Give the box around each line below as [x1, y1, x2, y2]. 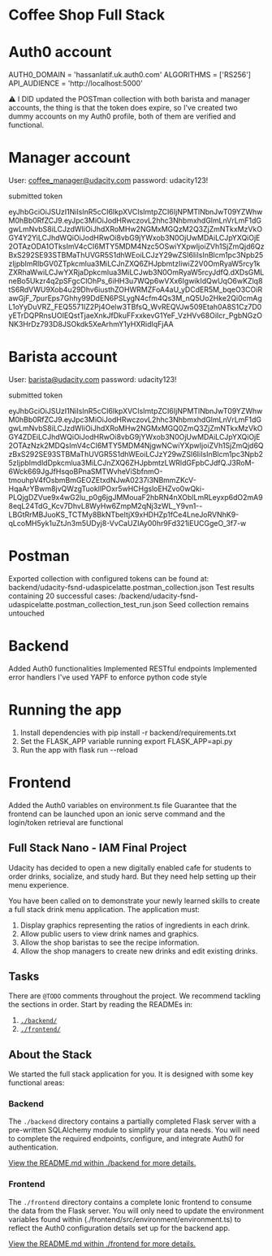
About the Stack [8, 1047, 93, 1062]
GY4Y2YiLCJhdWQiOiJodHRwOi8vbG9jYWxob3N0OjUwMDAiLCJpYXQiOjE [8, 233, 261, 243]
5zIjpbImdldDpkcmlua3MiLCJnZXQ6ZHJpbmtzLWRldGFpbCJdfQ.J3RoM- [8, 458, 255, 467]
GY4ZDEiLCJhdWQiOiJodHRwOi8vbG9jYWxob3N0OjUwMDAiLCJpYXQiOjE [8, 432, 261, 441]
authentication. [8, 1142, 59, 1152]
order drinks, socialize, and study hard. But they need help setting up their [8, 871, 257, 881]
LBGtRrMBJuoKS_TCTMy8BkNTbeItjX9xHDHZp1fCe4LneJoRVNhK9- [8, 510, 240, 519]
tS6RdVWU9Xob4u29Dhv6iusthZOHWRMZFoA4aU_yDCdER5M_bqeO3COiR [8, 285, 262, 294]
